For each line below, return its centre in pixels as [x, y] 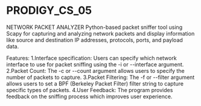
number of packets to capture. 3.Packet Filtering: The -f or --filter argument [101, 77]
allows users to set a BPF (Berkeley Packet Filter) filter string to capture [95, 83]
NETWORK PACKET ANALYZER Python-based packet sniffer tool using [94, 27]
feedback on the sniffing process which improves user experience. [89, 96]
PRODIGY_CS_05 [49, 11]
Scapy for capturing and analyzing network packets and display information [101, 33]
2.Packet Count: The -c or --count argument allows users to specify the [96, 70]
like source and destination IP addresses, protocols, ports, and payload [94, 40]
